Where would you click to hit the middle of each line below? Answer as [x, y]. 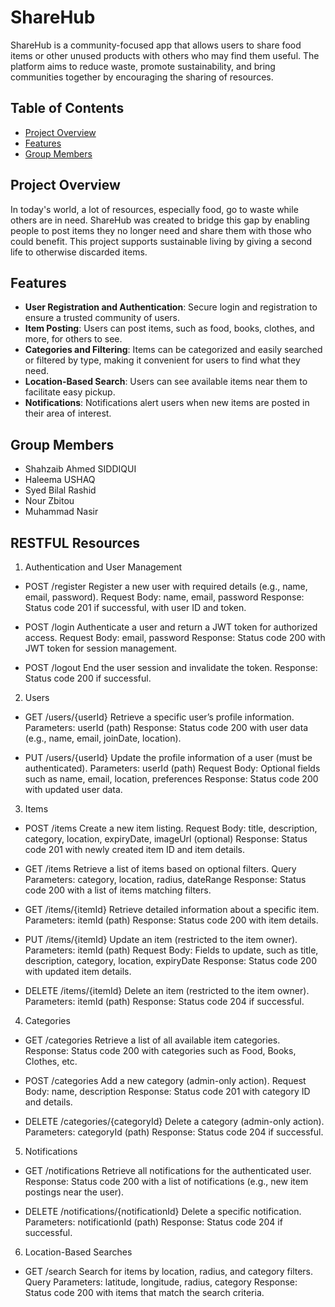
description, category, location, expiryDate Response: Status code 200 [171, 960]
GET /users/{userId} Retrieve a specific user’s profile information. [159, 717]
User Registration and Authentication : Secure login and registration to [171, 307]
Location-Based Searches [78, 1252]
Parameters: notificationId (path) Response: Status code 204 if [153, 1222]
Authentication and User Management [103, 567]
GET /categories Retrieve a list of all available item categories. [152, 1040]
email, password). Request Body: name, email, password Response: [164, 597]
